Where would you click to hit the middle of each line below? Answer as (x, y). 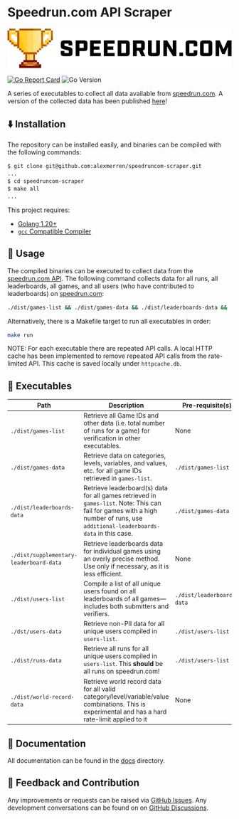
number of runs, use (113, 518)
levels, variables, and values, (126, 463)
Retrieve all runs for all (116, 649)
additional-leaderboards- (122, 527)
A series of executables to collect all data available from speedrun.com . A (115, 93)
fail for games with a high (121, 511)
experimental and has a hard (125, 712)
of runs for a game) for (117, 430)
